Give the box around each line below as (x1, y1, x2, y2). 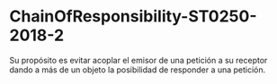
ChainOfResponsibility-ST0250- (9, 6, 257, 27)
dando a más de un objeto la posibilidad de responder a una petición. (9, 64, 266, 75)
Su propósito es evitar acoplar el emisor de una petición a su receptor (9, 55, 268, 65)
